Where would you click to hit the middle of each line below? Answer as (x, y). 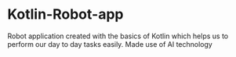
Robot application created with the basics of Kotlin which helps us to (118, 36)
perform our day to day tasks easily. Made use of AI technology (110, 44)
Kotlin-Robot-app (65, 14)
